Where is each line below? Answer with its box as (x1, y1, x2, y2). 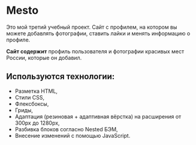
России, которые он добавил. (6, 54, 82, 61)
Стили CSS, (14, 93, 45, 101)
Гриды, (14, 106, 33, 114)
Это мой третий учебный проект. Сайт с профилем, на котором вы (6, 23, 177, 31)
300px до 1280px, (14, 119, 60, 126)
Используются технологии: (6, 71, 115, 81)
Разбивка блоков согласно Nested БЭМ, (14, 125, 118, 132)
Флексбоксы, (14, 100, 49, 107)
